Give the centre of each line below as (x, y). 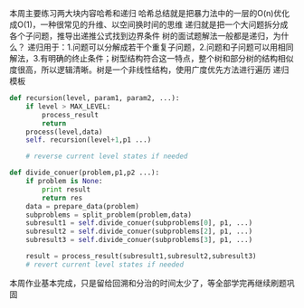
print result (66, 189)
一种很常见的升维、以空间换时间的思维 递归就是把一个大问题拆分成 (164, 24)
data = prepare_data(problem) (83, 206)
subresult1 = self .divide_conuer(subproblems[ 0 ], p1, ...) (139, 223)
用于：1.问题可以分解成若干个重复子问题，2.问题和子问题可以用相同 (168, 47)
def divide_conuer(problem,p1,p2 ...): (85, 173)
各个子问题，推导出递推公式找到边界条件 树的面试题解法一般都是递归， (141, 36)
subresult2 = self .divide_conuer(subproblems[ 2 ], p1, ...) (139, 232)
